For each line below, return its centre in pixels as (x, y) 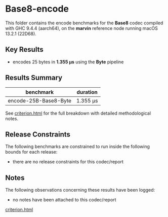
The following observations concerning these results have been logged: (80, 190)
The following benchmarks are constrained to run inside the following (78, 147)
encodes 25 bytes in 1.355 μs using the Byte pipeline (68, 62)
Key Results (25, 49)
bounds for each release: (31, 152)
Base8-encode (37, 9)
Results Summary (34, 78)
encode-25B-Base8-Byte (40, 100)
